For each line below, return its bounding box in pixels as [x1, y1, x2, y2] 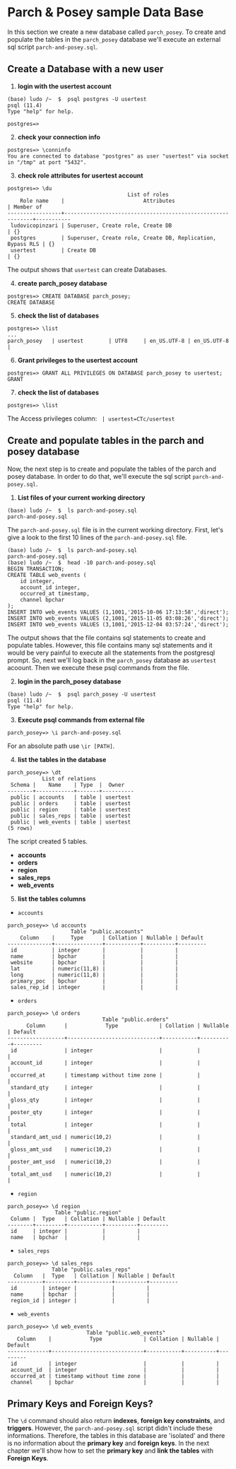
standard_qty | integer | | [10, 1084, 201, 1091]
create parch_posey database [17, 279, 107, 287]
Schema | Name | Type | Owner [10, 781, 125, 788]
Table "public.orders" [102, 1016, 170, 1023]
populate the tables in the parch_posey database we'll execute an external [7, 35, 221, 43]
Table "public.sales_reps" [52, 1266, 131, 1273]
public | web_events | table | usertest [10, 818, 131, 826]
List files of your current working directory [17, 493, 146, 502]
